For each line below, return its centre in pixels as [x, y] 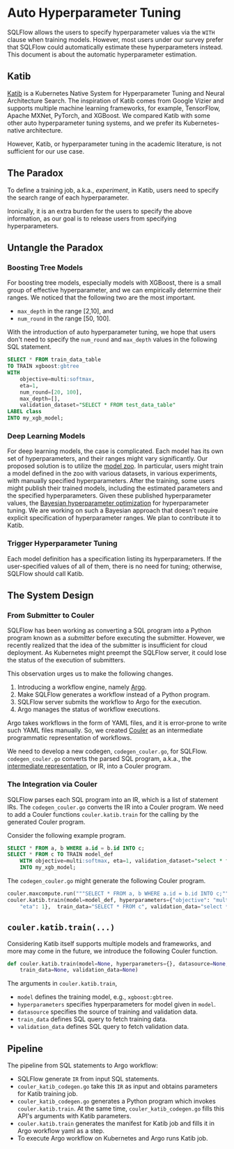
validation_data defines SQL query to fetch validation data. [103, 1027]
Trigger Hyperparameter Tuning [62, 544]
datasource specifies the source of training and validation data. [108, 1012]
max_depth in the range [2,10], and [65, 311]
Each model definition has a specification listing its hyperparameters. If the [115, 558]
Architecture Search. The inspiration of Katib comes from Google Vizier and [116, 101]
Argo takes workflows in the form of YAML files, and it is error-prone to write [117, 723]
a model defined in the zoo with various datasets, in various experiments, [112, 473]
